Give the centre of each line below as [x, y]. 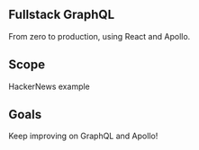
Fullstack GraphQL [62, 15]
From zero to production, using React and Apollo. [99, 36]
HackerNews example [50, 86]
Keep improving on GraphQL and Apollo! [83, 136]
